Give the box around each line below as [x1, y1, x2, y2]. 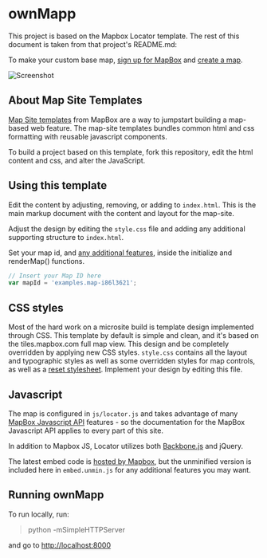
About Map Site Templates [8, 93, 143, 108]
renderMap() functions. [8, 256, 85, 265]
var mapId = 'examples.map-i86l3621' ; [8, 279, 137, 287]
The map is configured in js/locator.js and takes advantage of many [8, 408, 238, 418]
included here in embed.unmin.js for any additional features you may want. [8, 465, 251, 474]
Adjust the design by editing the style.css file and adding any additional [8, 224, 245, 234]
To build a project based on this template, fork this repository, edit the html [8, 147, 253, 156]
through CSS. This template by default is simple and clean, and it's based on [8, 331, 259, 340]
